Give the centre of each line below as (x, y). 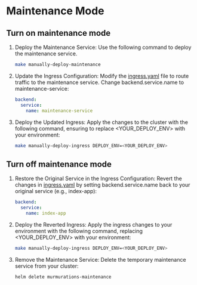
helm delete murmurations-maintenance (63, 277)
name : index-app (46, 213)
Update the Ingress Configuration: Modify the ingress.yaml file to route (102, 76)
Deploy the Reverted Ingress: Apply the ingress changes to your (93, 224)
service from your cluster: (47, 266)
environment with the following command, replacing (79, 231)
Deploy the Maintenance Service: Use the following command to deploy (103, 47)
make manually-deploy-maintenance (58, 64)
